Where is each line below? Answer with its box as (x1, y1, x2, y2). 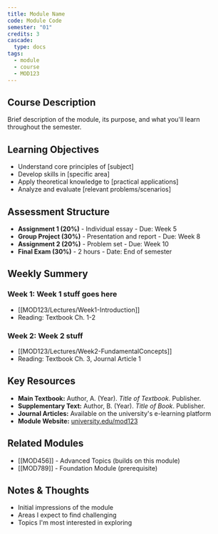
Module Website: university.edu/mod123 (17, 417, 138, 425)
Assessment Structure (7, 206, 110, 218)
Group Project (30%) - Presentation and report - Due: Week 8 (17, 232, 201, 241)
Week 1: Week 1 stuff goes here (7, 289, 118, 299)
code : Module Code (7, 17, 62, 24)
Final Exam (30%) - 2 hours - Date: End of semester (17, 247, 172, 256)
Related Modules (7, 437, 84, 449)
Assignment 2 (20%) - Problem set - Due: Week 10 (17, 239, 170, 248)
